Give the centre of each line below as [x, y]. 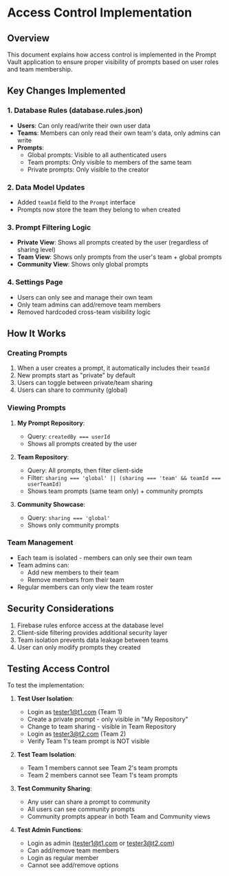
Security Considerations [61, 608]
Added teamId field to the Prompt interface [76, 202]
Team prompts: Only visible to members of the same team [109, 162]
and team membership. [40, 69]
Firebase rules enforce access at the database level [90, 625]
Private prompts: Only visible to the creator [88, 169]
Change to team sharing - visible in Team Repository [102, 727]
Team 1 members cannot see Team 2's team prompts [102, 768]
